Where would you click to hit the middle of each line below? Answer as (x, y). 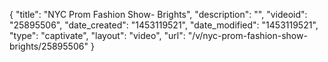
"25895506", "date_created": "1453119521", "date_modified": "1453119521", (164, 25)
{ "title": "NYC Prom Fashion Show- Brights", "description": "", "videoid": (158, 14)
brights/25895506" (49, 46)
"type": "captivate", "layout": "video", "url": (97, 35)
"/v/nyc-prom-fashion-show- (247, 35)
